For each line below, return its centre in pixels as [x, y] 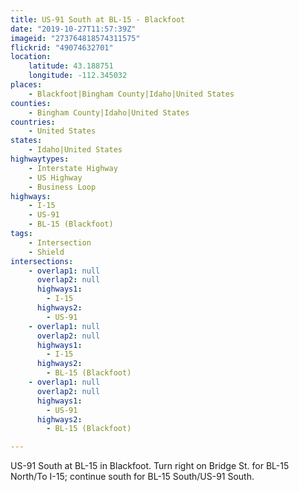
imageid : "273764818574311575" [75, 38]
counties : [31, 103]
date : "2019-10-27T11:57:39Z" [73, 29]
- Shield [46, 252]
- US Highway [55, 177]
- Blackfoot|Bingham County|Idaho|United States [131, 94]
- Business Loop [62, 187]
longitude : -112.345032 [78, 76]
